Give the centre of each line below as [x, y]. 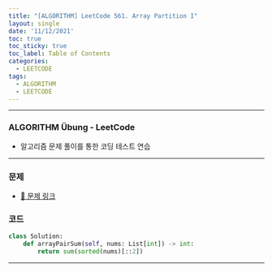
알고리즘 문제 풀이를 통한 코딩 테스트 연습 [85, 146]
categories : [28, 62]
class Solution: [36, 236]
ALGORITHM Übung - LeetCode [72, 127]
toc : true [25, 39]
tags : [17, 76]
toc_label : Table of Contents [60, 54]
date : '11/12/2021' [41, 31]
